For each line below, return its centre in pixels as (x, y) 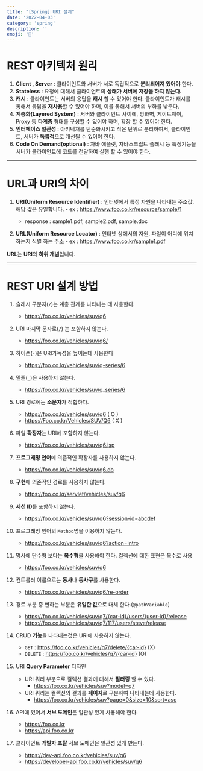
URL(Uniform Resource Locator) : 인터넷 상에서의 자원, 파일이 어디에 (99, 234)
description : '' (27, 29)
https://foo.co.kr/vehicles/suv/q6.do (69, 469)
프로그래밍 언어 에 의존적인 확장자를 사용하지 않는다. (76, 457)
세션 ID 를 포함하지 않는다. (45, 506)
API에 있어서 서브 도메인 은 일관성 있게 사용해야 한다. (77, 712)
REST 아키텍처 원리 (52, 66)
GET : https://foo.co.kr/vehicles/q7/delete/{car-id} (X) (90, 647)
